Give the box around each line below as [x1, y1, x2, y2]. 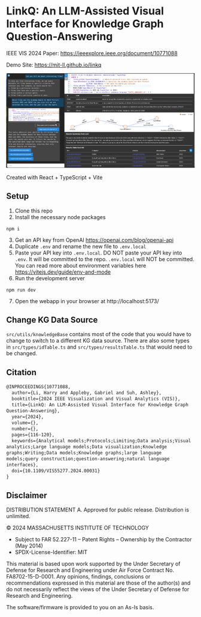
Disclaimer [6, 490, 47, 501]
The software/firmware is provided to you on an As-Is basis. [6, 603, 154, 610]
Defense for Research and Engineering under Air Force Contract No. [6, 566, 175, 574]
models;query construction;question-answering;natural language [6, 456, 170, 462]
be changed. [6, 350, 38, 357]
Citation [6, 367, 37, 378]
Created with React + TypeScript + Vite [6, 173, 103, 181]
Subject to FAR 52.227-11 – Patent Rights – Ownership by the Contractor [14, 535, 193, 543]
